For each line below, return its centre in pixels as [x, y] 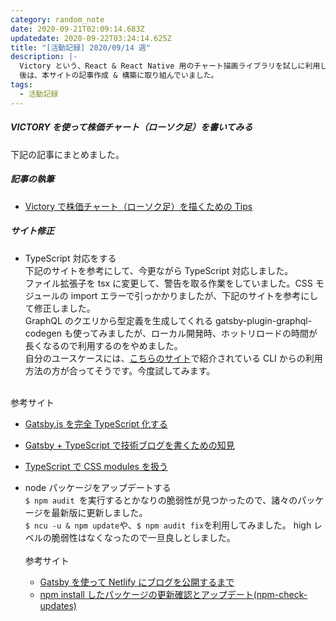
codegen [43, 333]
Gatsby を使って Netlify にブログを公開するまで [137, 582]
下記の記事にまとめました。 [67, 154]
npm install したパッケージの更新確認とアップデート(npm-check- [173, 594]
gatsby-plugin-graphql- [263, 320]
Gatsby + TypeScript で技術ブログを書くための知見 [129, 445]
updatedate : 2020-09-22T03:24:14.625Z [91, 38]
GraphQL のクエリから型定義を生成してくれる [118, 320]
